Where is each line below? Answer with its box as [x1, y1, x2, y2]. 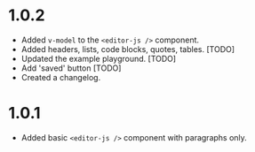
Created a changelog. [20, 72, 101, 82]
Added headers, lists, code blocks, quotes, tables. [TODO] [20, 43, 235, 54]
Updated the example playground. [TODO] [20, 53, 177, 64]
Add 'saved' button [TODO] [20, 63, 122, 73]
